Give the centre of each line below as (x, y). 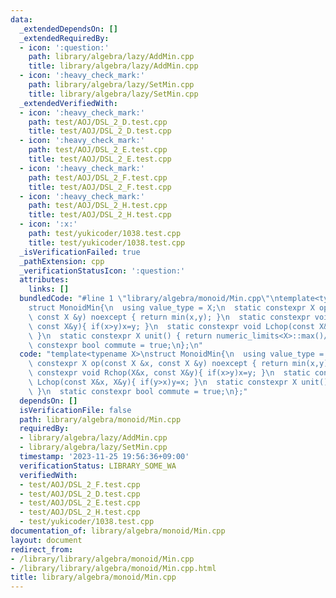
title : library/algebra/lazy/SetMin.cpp (113, 94)
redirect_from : (42, 549)
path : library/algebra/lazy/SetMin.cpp (111, 85)
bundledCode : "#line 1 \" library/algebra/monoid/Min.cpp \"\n (149, 299)
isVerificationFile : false (75, 410)
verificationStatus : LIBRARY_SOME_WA (98, 466)
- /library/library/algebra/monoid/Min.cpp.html (113, 568)
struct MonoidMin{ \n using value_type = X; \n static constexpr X (171, 308)
